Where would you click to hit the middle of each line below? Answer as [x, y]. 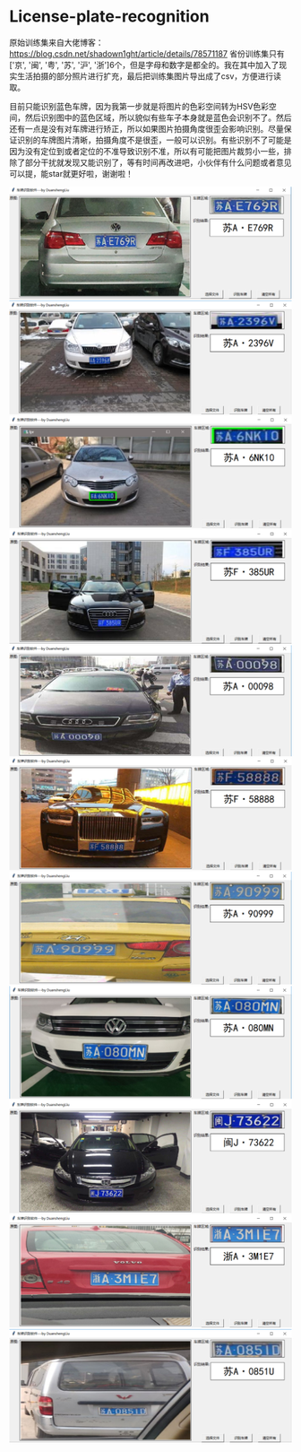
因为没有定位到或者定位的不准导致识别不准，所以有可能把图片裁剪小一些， [146, 151]
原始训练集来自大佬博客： [56, 42]
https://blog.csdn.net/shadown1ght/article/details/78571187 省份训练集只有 [147, 53]
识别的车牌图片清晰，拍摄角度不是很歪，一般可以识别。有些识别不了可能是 [154, 140]
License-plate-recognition [109, 17]
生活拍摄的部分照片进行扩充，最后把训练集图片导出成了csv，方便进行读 [149, 76]
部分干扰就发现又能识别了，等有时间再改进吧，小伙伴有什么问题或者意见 [158, 162]
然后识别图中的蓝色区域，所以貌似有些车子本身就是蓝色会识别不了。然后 [158, 117]
